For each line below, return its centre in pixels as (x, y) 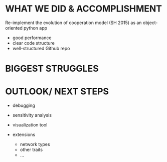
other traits (31, 150)
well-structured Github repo (41, 48)
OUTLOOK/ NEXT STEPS (57, 92)
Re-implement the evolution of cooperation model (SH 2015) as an (73, 23)
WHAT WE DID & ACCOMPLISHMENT (83, 9)
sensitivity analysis (32, 115)
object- (150, 23)
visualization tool (30, 125)
